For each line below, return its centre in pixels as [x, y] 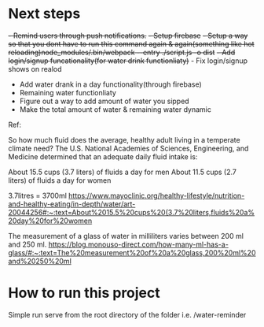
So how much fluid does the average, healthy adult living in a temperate [125, 139]
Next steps [44, 14]
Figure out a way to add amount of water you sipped [104, 101]
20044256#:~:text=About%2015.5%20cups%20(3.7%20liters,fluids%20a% [132, 212]
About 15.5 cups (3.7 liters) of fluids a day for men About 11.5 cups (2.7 [123, 172]
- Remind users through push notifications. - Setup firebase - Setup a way [128, 35]
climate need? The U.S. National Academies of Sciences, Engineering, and [128, 148]
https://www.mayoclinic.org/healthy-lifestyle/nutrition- [156, 195]
